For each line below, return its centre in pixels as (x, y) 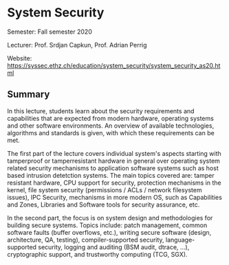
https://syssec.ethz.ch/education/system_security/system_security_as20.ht (114, 65)
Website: (20, 58)
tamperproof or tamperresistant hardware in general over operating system (113, 161)
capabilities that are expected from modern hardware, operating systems (111, 118)
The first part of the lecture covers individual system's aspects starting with (114, 153)
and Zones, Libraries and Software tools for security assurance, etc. (103, 205)
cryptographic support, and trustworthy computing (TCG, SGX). (97, 254)
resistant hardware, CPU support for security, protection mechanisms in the (114, 183)
